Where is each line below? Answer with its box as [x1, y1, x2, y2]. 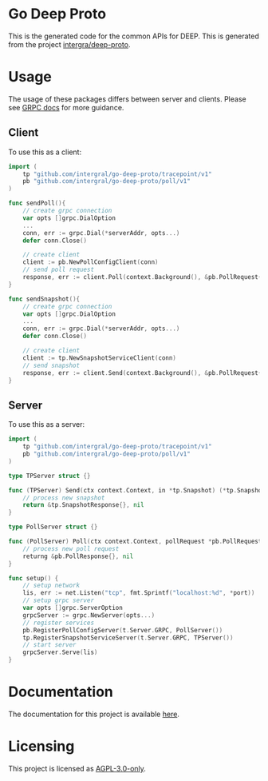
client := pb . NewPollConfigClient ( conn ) [22, 258, 159, 266]
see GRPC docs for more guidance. [8, 102, 124, 112]
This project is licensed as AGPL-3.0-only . [8, 763, 146, 773]
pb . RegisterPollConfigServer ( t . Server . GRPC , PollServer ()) [22, 626, 223, 634]
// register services [22, 619, 94, 627]
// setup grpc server [22, 596, 94, 604]
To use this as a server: [8, 420, 85, 429]
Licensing [8, 737, 75, 755]
